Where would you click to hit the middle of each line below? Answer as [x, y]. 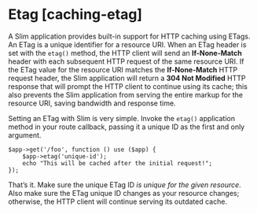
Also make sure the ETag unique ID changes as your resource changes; [124, 193]
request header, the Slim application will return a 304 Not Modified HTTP [127, 78]
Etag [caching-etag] [75, 15]
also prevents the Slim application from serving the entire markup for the [126, 94]
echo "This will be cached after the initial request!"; [117, 163]
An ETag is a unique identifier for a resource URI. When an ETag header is [127, 44]
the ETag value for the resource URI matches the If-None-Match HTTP [123, 69]
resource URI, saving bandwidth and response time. [92, 103]
